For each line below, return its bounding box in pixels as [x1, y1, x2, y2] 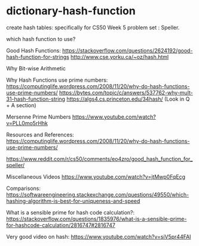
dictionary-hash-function [6, 4, 136, 18]
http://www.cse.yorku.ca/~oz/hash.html [71, 53, 169, 60]
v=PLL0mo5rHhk [6, 119, 48, 126]
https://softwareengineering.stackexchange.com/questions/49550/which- [6, 191, 189, 198]
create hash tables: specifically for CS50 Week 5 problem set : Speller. [6, 24, 180, 31]
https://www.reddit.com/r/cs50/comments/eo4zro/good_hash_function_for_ [6, 155, 193, 162]
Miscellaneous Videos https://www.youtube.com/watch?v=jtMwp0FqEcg [6, 173, 186, 180]
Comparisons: [6, 185, 41, 192]
